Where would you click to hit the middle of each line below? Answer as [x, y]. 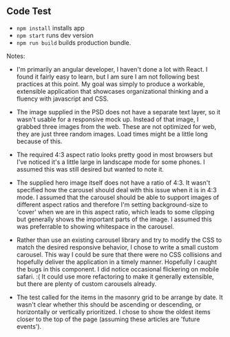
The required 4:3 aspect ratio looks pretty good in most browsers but [115, 154]
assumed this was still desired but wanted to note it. [90, 169]
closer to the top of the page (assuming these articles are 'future [108, 319]
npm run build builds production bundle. [74, 42]
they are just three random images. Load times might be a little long [112, 134]
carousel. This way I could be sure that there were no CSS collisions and [119, 254]
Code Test [29, 11]
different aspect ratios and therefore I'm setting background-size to [112, 204]
